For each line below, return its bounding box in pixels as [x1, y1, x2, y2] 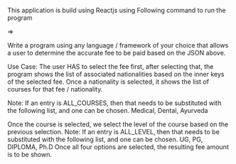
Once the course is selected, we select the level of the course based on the [7, 120, 229, 129]
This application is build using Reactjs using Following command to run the [7, 6, 226, 14]
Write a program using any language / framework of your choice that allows [7, 41, 229, 49]
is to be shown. [7, 151, 52, 158]
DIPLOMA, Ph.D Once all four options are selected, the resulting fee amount [7, 143, 229, 151]
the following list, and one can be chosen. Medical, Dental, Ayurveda [7, 106, 208, 114]
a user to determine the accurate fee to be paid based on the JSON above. [7, 49, 226, 57]
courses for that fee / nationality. [7, 85, 103, 93]
